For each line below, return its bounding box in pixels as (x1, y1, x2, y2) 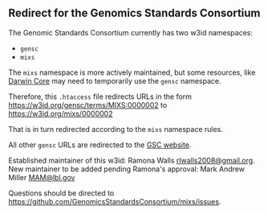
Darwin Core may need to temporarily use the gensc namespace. (8, 76, 221, 85)
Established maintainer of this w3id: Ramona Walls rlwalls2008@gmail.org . (8, 155, 255, 165)
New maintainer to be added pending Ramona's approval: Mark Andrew (8, 164, 245, 174)
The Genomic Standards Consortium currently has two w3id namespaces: (8, 27, 254, 37)
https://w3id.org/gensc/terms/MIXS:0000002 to (8, 100, 168, 109)
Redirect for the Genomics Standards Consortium (8, 6, 261, 20)
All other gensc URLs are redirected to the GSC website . (8, 140, 192, 150)
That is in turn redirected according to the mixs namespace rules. (8, 124, 223, 134)
